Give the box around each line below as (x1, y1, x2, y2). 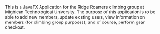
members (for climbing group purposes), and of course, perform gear (5, 19, 145, 25)
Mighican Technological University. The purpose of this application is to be (5, 9, 156, 15)
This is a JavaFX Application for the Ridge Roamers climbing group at (5, 4, 145, 10)
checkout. (5, 24, 25, 30)
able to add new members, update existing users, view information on (5, 14, 145, 20)
